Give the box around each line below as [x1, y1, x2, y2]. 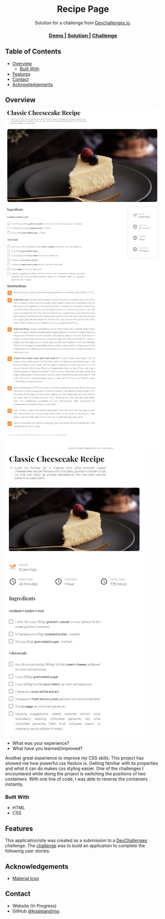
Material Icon [12, 876, 40, 881]
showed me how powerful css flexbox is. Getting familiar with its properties [5, 760, 158, 766]
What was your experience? [12, 740, 70, 746]
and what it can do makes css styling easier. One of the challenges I [5, 765, 144, 771]
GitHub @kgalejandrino [12, 908, 60, 914]
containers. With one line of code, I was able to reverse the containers [5, 776, 148, 782]
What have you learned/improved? [12, 746, 83, 752]
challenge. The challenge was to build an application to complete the [5, 843, 145, 849]
